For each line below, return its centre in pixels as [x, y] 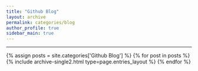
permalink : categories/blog [41, 22]
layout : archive [26, 17]
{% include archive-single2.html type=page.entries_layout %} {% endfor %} [99, 62]
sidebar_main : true [30, 33]
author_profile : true [33, 28]
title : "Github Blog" [33, 11]
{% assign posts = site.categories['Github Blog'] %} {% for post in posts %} [98, 56]
